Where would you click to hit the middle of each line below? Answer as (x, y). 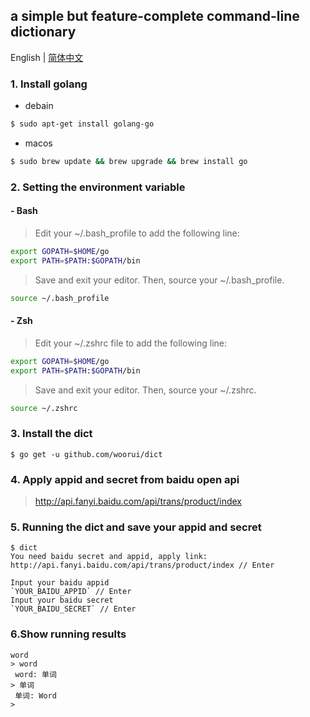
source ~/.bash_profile (60, 298)
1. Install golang (49, 84)
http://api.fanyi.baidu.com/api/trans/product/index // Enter (142, 565)
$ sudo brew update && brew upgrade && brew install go (129, 161)
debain (39, 106)
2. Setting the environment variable (98, 187)
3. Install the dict (51, 434)
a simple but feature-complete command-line (155, 16)
